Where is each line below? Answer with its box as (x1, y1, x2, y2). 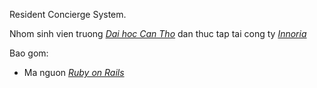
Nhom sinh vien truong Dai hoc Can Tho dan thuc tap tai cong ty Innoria (9, 28, 307, 39)
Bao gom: (9, 47, 49, 59)
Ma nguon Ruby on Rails (23, 67, 125, 78)
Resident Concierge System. (9, 9, 127, 20)
